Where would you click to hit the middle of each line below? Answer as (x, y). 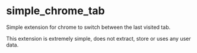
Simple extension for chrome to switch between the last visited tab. (88, 27)
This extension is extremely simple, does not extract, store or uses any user (99, 38)
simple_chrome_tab (55, 11)
